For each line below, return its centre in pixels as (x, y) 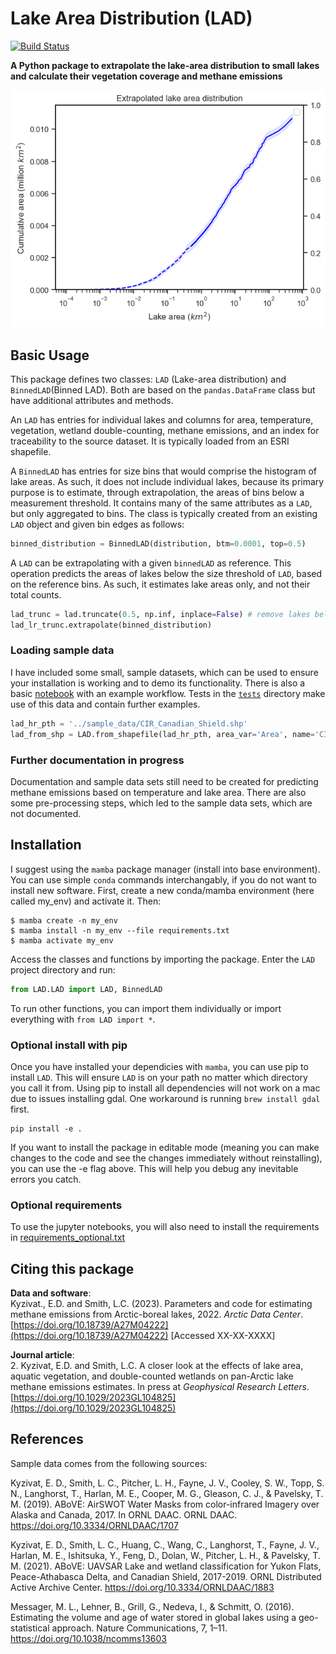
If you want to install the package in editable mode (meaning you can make (165, 1147)
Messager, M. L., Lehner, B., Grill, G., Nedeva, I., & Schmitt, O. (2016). (152, 1606)
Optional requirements (66, 1205)
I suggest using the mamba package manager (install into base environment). (165, 869)
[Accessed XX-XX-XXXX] (223, 1335)
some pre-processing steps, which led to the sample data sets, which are (161, 803)
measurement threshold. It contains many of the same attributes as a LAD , (161, 503)
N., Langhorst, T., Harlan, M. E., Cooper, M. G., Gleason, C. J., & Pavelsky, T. (167, 1493)
